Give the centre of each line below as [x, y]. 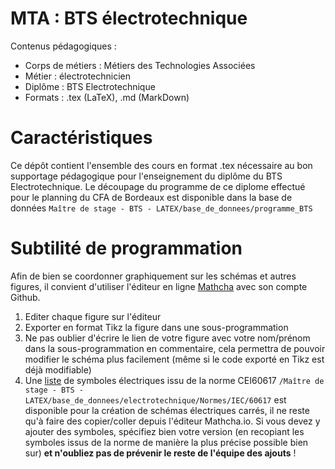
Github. [25, 297]
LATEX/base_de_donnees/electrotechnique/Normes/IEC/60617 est [155, 399]
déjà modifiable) [58, 369]
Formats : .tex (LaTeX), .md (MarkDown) [107, 97]
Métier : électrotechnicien [78, 76]
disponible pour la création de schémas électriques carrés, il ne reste [167, 410]
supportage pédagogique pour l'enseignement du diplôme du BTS [146, 176]
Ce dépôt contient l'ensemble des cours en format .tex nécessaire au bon [161, 165]
